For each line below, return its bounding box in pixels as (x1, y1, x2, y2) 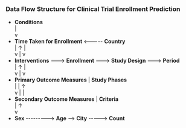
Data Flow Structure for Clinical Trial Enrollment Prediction (5, 5, 181, 13)
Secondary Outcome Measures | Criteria (14, 95, 119, 103)
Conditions (14, 19, 43, 26)
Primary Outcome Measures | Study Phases (14, 76, 127, 83)
